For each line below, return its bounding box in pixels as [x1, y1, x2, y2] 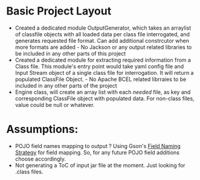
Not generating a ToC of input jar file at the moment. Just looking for [15, 161, 185, 169]
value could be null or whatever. [15, 101, 95, 108]
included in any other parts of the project [15, 82, 117, 89]
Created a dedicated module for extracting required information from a [15, 56, 192, 63]
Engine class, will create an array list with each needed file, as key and [15, 88, 191, 95]
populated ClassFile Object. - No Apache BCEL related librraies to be [15, 76, 187, 83]
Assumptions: [6, 123, 79, 137]
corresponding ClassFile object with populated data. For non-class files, [15, 95, 195, 102]
